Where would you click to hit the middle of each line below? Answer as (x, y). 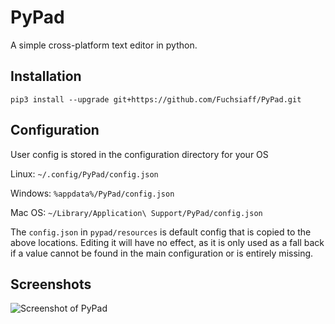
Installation (46, 76)
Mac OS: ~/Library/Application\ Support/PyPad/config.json (136, 212)
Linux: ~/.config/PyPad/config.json (84, 173)
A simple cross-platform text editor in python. (104, 45)
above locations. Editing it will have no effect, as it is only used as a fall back (167, 242)
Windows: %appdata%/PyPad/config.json (92, 193)
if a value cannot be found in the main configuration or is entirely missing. (162, 253)
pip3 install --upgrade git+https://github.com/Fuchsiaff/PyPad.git (156, 99)
